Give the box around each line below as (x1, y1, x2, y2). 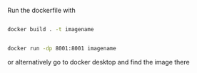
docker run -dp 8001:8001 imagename (7, 45, 116, 52)
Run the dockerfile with (7, 6, 76, 14)
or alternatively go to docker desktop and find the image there (7, 57, 191, 66)
